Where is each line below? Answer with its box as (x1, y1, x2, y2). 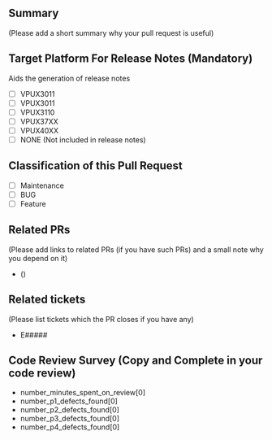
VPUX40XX (19, 125, 59, 135)
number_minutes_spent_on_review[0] (19, 388, 146, 398)
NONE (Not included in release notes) (19, 134, 146, 145)
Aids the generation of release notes (8, 73, 131, 83)
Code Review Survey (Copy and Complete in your (8, 354, 263, 368)
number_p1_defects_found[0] (19, 396, 118, 406)
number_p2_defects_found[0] (19, 405, 120, 415)
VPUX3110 (19, 107, 55, 117)
